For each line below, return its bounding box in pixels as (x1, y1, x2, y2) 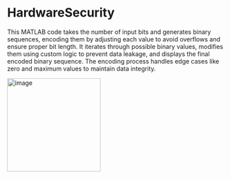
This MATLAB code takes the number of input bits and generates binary (7, 28, 211, 36)
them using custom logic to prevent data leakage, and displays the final (7, 50, 210, 58)
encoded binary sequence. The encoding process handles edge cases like (7, 57, 220, 65)
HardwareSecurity (7, 5, 115, 21)
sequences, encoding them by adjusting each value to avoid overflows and (7, 35, 221, 43)
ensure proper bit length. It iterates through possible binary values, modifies (7, 42, 224, 50)
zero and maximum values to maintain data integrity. (7, 64, 156, 73)
